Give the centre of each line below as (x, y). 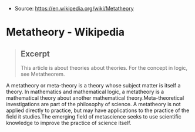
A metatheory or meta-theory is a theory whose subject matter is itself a (93, 85)
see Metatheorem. (43, 74)
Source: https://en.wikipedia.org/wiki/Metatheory (74, 9)
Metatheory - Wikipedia (65, 32)
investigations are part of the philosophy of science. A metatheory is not (93, 104)
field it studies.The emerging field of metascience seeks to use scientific (94, 116)
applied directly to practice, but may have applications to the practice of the (98, 110)
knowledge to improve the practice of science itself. (69, 123)
